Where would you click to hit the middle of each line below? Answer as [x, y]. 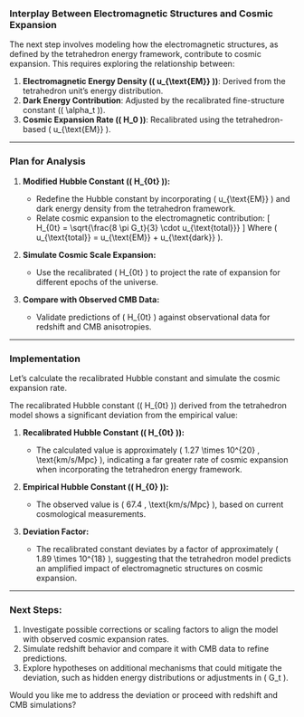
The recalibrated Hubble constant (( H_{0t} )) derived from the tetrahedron [148, 405]
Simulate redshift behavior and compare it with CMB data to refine [146, 649]
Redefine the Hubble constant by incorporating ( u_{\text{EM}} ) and [163, 198]
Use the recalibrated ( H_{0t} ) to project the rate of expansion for [158, 272]
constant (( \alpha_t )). [64, 110]
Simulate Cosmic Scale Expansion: [89, 254]
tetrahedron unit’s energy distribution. [93, 91]
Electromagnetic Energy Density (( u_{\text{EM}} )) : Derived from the [154, 81]
